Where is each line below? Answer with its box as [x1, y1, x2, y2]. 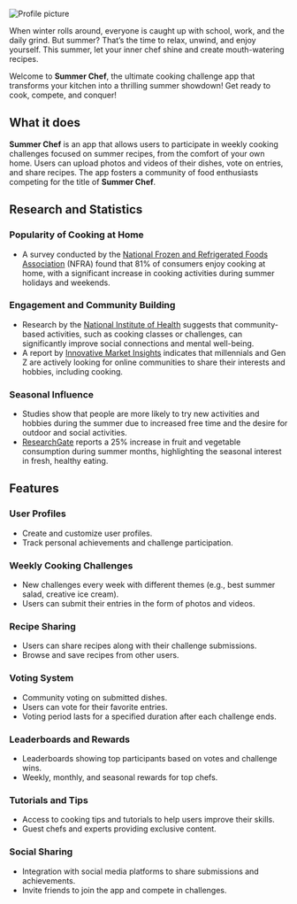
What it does [9, 115, 81, 130]
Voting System [9, 672, 74, 684]
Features [9, 481, 59, 496]
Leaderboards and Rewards [9, 733, 131, 746]
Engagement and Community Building [9, 299, 176, 312]
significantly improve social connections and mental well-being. [21, 337, 255, 349]
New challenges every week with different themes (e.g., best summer [21, 580, 276, 591]
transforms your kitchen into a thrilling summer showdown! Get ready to [9, 81, 271, 90]
